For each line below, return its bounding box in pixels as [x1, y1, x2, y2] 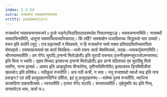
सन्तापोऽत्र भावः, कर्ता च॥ [5, 86, 45, 92]
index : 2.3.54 [5, 7, 35, 12]
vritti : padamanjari [5, 16, 48, 21]
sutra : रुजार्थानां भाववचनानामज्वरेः [5, 12, 58, 17]
